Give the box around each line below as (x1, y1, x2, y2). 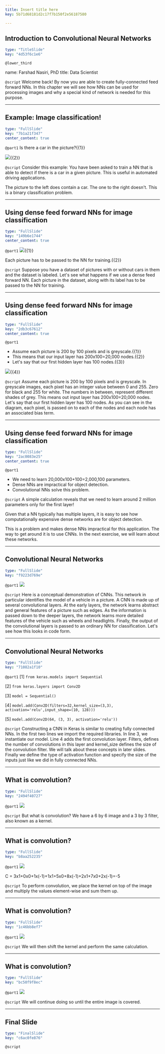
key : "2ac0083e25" (5, 454, 43, 459)
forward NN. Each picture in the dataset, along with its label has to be (5, 277, 146, 283)
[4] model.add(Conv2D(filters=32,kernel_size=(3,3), (5, 702, 114, 708)
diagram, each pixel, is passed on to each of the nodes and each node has (5, 405, 156, 411)
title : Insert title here (5, 7, 58, 12)
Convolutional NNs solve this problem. (12, 486, 90, 492)
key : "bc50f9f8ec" (5, 980, 43, 985)
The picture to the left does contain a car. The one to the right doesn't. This (5, 184, 157, 190)
